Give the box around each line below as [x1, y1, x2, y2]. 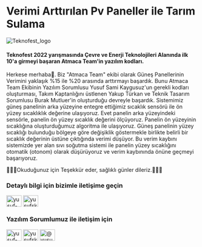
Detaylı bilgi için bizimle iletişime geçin [6, 182, 123, 190]
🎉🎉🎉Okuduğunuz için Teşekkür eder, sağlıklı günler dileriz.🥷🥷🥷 [6, 166, 163, 174]
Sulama [6, 17, 45, 31]
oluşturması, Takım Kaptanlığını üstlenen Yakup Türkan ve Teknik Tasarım [6, 90, 190, 97]
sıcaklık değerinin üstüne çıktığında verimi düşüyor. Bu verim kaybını [6, 135, 177, 143]
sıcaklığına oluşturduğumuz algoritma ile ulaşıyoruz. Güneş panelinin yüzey [6, 122, 194, 130]
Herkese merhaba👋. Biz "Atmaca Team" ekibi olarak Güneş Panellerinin [6, 71, 184, 78]
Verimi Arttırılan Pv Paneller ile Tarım [6, 4, 196, 18]
